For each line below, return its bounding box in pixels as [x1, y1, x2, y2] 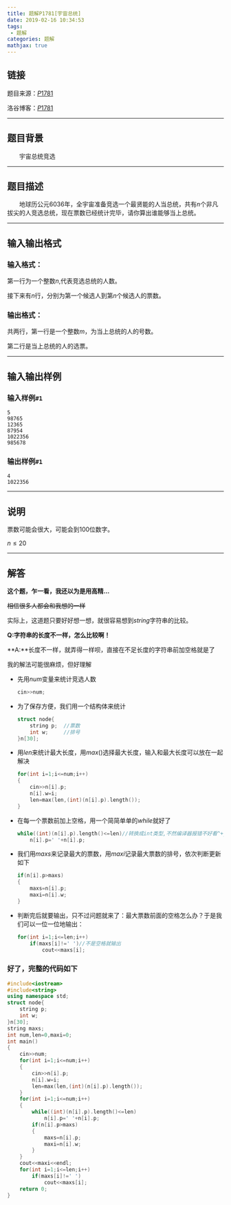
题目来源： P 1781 [7, 89, 54, 97]
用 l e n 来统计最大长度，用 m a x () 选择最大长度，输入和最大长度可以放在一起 [16, 748, 223, 756]
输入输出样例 [7, 371, 62, 382]
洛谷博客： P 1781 [7, 104, 54, 112]
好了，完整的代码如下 [7, 964, 78, 974]
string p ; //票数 [30, 722, 80, 729]
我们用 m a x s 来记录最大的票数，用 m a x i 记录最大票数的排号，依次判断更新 [16, 850, 221, 858]
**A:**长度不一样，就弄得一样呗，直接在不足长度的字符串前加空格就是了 [7, 646, 215, 654]
